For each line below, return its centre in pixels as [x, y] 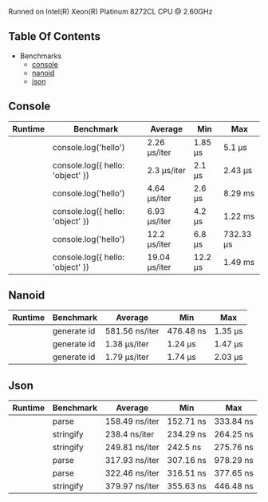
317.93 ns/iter [132, 460]
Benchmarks [41, 56]
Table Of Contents [55, 36]
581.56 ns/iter [132, 331]
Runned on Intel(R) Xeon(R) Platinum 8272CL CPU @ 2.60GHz [110, 12]
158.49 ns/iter [132, 421]
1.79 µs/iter [127, 357]
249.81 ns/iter [132, 448]
